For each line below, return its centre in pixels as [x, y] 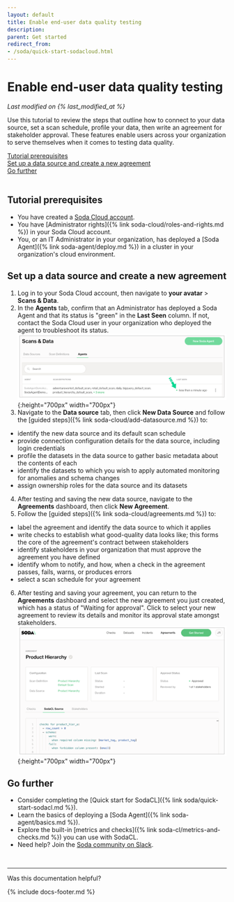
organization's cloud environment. [67, 254]
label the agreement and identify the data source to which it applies [114, 527]
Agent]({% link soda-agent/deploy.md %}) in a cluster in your [105, 246]
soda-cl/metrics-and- [189, 829]
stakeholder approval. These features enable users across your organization [117, 135]
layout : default [31, 15]
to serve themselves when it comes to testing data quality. [91, 142]
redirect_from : [29, 44]
